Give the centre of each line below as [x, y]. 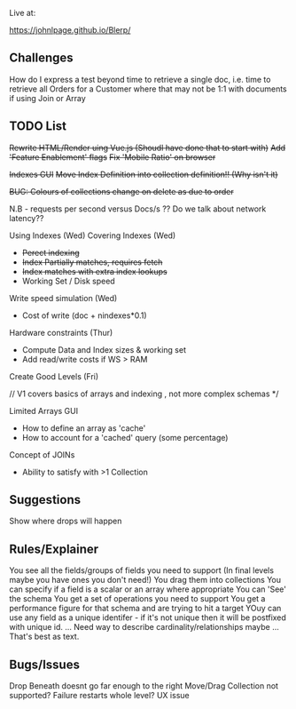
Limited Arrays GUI [43, 410]
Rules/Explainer [54, 549]
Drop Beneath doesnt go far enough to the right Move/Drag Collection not [144, 686]
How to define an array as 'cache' [84, 428]
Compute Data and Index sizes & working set [104, 349]
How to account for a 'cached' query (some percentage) [125, 437]
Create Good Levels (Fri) [54, 376]
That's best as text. [44, 637]
